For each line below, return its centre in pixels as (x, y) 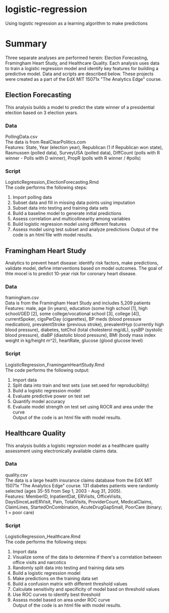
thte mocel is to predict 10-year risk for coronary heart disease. (71, 274)
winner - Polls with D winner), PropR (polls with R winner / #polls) (73, 158)
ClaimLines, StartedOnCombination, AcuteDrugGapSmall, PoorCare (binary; (84, 507)
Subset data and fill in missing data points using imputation (74, 202)
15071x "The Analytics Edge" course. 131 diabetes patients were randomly (82, 485)
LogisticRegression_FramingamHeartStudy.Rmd (55, 365)
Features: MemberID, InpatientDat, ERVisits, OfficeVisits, (64, 496)
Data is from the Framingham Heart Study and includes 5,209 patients (78, 303)
